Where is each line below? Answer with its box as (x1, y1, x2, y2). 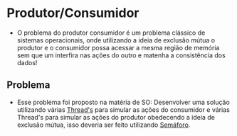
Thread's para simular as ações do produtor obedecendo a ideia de (16, 113, 215, 121)
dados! (16, 58, 38, 67)
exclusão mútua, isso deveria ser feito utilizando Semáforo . (16, 120, 191, 129)
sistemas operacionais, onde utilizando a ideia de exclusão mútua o (16, 35, 215, 44)
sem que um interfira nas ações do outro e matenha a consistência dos (16, 51, 226, 59)
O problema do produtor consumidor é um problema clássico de (16, 28, 206, 37)
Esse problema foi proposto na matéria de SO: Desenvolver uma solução (16, 98, 231, 106)
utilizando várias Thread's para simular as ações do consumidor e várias (16, 105, 231, 114)
